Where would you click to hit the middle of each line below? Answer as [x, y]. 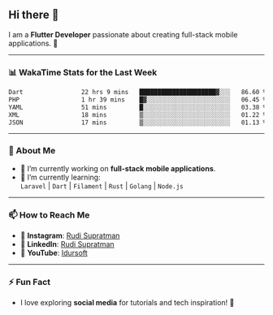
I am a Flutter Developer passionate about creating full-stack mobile [123, 34]
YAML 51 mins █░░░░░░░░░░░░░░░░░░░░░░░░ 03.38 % [138, 107]
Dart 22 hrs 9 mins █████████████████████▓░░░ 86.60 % [138, 93]
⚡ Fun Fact [30, 282]
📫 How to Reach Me [49, 214]
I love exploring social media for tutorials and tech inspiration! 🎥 [127, 303]
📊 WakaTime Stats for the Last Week [83, 72]
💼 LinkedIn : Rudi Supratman [67, 244]
